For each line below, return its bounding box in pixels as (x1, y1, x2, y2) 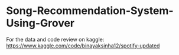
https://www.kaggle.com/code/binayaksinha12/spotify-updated (6, 42, 160, 49)
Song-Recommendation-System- (6, 4, 174, 18)
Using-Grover (6, 16, 75, 30)
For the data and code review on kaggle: (6, 36, 105, 43)
